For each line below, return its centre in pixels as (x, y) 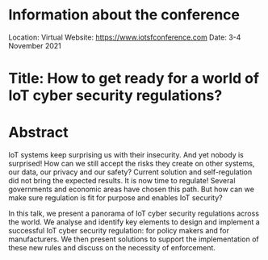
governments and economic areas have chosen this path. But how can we (131, 189)
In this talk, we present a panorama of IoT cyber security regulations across (134, 214)
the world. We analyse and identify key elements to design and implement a (134, 222)
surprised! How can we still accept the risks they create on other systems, (132, 164)
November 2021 (35, 45)
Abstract (38, 133)
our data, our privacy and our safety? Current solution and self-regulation (130, 172)
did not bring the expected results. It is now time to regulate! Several (122, 181)
